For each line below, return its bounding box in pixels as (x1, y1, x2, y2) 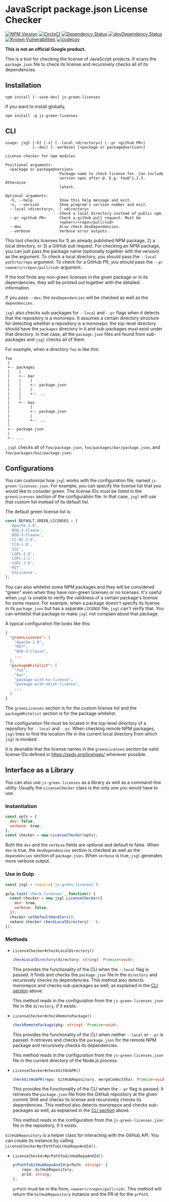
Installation (5, 81, 41, 90)
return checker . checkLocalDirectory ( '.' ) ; (10, 919, 100, 924)
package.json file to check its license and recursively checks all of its (5, 61, 148, 67)
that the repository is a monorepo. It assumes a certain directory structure (5, 315, 159, 321)
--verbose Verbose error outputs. (10, 228, 109, 234)
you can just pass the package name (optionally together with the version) (5, 248, 160, 254)
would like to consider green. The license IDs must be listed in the (5, 488, 142, 494)
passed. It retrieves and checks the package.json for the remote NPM (12, 1037, 156, 1043)
